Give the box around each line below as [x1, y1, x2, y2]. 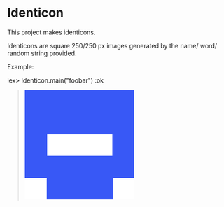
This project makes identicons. [7, 28, 96, 36]
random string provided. [7, 49, 77, 57]
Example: [7, 62, 34, 71]
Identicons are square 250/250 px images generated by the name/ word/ [7, 41, 218, 50]
